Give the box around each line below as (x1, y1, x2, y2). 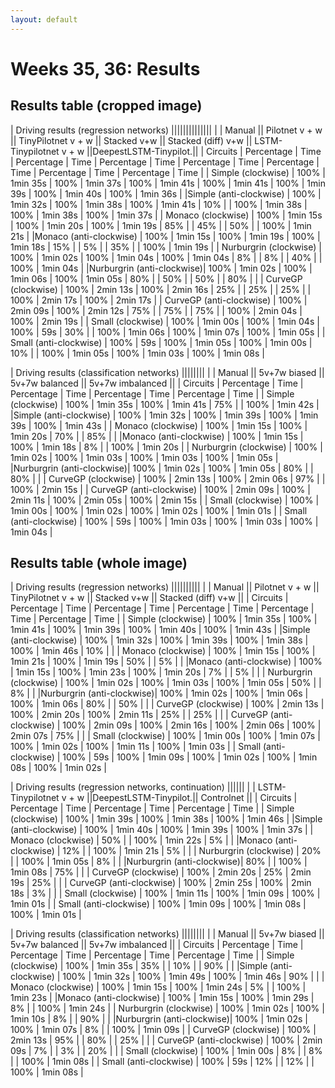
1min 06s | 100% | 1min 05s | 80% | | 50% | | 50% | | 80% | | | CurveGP (10, 272, 303, 285)
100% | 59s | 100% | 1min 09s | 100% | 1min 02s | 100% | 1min (62, 751, 318, 763)
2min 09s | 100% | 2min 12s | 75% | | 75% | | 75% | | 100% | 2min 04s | (10, 304, 303, 316)
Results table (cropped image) (10, 97, 203, 115)
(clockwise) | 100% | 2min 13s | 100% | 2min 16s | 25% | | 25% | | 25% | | (10, 283, 312, 295)
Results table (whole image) (10, 555, 188, 572)
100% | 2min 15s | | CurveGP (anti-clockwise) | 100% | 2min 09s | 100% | (10, 483, 311, 495)
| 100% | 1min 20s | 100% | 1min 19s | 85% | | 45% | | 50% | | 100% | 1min (10, 219, 312, 231)
